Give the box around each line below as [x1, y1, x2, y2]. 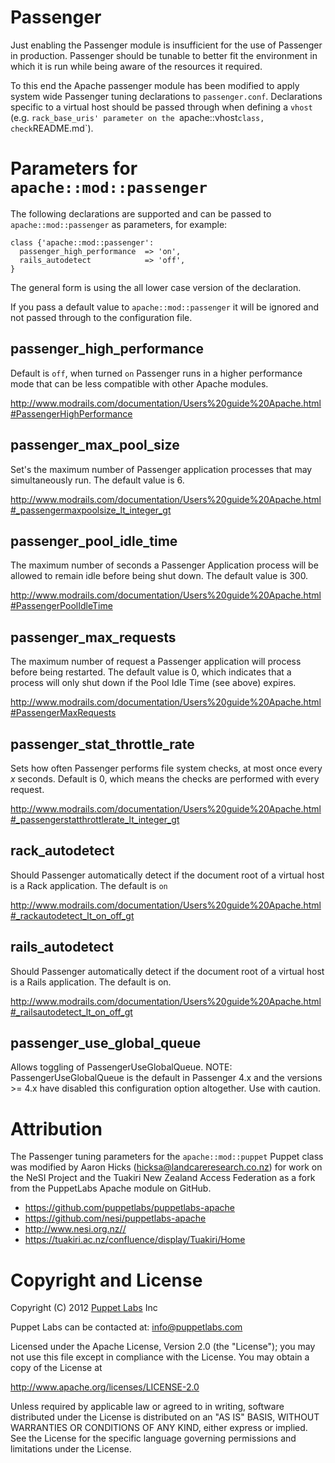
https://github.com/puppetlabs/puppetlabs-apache [24, 1202, 235, 1214]
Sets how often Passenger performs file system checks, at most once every [10, 762, 323, 774]
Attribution [10, 1117, 103, 1140]
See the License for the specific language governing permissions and [10, 1432, 297, 1445]
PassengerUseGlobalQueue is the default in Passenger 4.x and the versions [10, 1072, 323, 1084]
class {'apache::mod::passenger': [10, 237, 155, 248]
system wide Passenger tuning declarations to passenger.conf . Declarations [10, 90, 323, 102]
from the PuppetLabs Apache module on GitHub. [10, 1182, 212, 1195]
